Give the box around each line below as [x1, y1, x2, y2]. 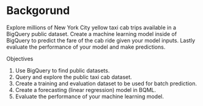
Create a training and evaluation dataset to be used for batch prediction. [15, 80, 197, 87]
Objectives [6, 55, 34, 62]
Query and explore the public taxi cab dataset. [15, 73, 133, 80]
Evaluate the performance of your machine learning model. [15, 93, 164, 100]
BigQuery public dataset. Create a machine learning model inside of [6, 30, 177, 37]
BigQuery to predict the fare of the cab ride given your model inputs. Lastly [6, 37, 196, 44]
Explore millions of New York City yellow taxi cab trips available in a [6, 24, 176, 31]
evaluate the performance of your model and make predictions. [6, 43, 166, 51]
